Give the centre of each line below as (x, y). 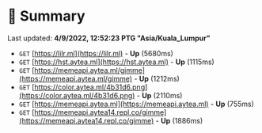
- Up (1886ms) (179, 120)
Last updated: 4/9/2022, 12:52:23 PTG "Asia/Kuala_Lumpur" (109, 38)
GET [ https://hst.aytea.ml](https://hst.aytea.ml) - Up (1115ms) (116, 62)
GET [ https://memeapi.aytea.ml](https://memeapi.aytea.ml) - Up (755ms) (137, 104)
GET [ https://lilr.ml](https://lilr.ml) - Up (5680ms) (96, 53)
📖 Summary (46, 16)
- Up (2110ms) (159, 95)
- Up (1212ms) (156, 78)
